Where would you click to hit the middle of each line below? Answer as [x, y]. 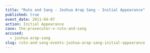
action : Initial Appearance [35, 24]
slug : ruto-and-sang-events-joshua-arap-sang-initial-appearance [75, 43]
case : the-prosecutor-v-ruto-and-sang [46, 29]
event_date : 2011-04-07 [30, 19]
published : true [22, 15]
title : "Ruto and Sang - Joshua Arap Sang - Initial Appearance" [75, 10]
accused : [14, 33]
